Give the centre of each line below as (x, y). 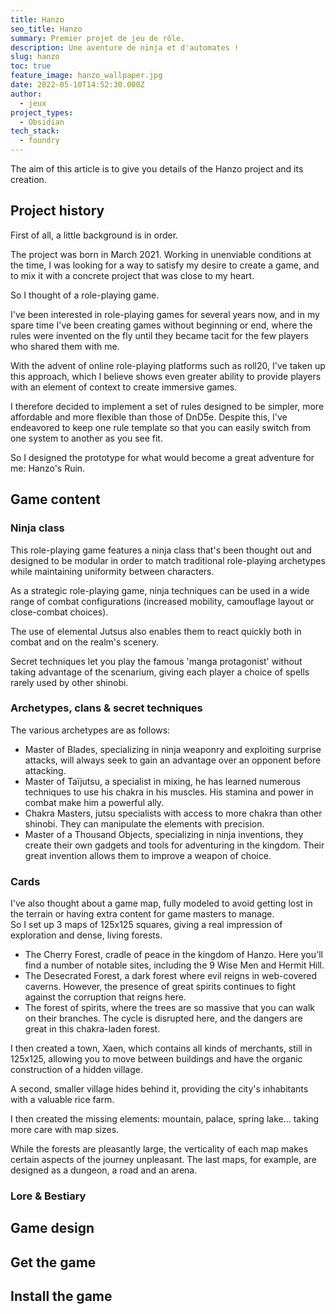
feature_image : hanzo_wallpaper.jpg (86, 76)
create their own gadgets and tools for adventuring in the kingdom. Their (174, 845)
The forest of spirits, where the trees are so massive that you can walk (169, 1008)
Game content (55, 499)
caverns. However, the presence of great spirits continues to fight (160, 987)
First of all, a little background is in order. (94, 235)
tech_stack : (35, 131)
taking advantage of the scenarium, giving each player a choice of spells (160, 672)
